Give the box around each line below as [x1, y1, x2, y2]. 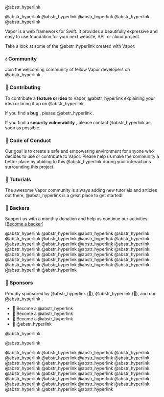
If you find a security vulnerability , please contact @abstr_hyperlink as [5, 119, 151, 125]
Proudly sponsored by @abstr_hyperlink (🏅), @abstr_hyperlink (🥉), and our [5, 290, 156, 296]
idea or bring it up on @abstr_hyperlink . [5, 100, 87, 106]
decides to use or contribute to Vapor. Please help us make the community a [5, 153, 159, 159]
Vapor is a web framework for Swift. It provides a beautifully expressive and [5, 28, 158, 34]
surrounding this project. [5, 164, 55, 170]
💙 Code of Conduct [5, 137, 51, 144]
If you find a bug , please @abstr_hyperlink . [5, 110, 94, 116]
